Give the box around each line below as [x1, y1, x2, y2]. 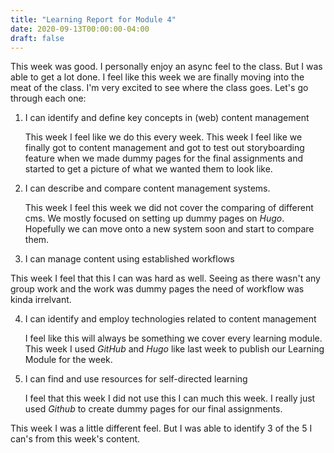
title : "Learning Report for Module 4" [10, 14, 177, 25]
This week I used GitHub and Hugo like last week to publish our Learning [24, 343, 325, 355]
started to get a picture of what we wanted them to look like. [24, 163, 273, 175]
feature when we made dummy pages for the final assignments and [24, 152, 303, 165]
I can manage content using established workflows [24, 253, 235, 265]
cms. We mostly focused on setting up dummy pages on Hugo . [24, 212, 285, 225]
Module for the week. [24, 354, 113, 366]
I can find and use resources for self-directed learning [24, 373, 248, 385]
